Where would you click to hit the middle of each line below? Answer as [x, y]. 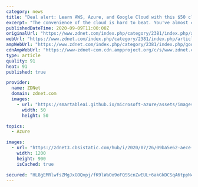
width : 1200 [31, 153]
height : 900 [31, 159]
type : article [24, 55]
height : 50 [35, 116]
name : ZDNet [26, 88]
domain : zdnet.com [34, 94]
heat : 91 [17, 66]
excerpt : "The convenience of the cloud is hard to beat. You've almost [97, 22]
